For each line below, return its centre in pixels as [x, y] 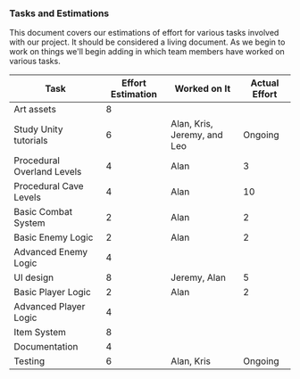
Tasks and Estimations [59, 13]
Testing [29, 361]
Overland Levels [48, 172]
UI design [34, 277]
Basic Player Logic [52, 292]
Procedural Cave [49, 186]
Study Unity [38, 129]
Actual [265, 83]
